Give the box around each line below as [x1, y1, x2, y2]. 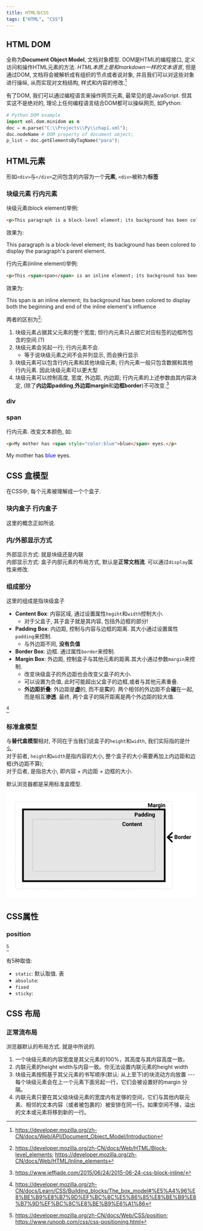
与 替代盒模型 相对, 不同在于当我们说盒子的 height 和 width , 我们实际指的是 [6, 737, 185, 745]
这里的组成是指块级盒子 [6, 597, 65, 604]
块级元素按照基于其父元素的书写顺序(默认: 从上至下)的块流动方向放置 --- [14, 1071, 195, 1078]
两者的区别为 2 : [6, 315, 43, 323]
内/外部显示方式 [6, 535, 53, 544]
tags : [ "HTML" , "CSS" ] [6, 16, 63, 22]
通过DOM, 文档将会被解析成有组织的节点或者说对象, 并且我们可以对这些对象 [6, 71, 195, 79]
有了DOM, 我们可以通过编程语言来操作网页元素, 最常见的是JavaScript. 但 [6, 91, 187, 99]
